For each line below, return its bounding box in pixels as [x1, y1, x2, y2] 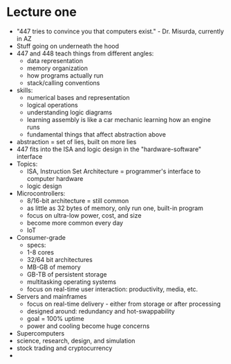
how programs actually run [26, 71, 104, 80]
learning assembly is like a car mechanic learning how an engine [26, 115, 212, 123]
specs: [26, 241, 46, 249]
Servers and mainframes [16, 292, 87, 300]
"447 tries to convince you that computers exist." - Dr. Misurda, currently [16, 27, 224, 35]
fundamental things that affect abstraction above [26, 130, 167, 139]
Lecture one [6, 4, 77, 20]
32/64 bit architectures [26, 255, 93, 263]
